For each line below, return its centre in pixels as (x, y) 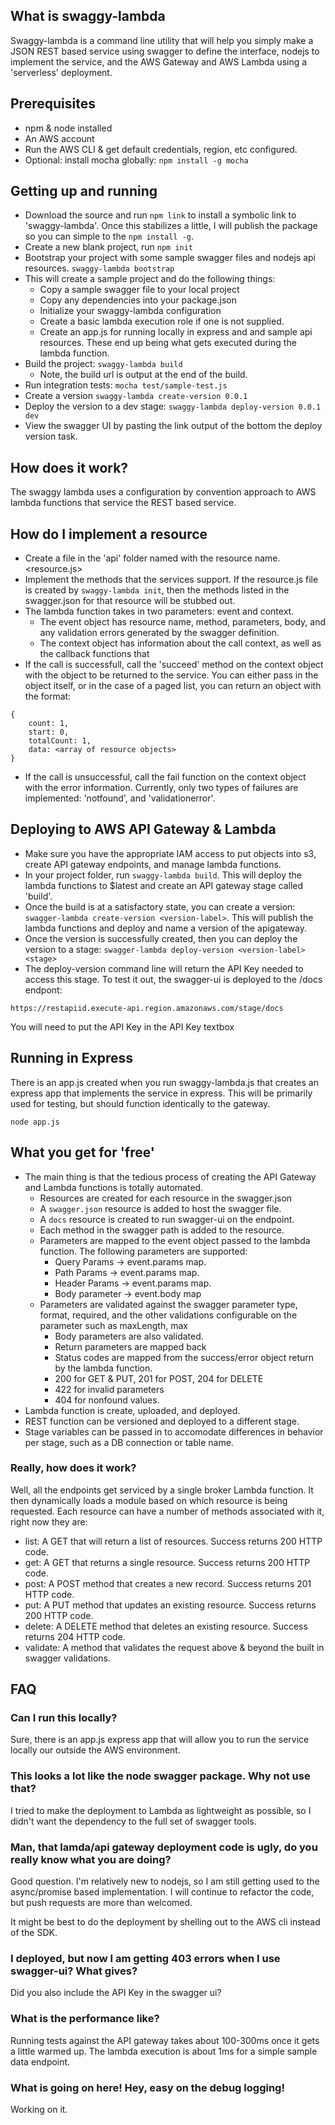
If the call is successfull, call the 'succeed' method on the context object (174, 665)
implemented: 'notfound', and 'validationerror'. (120, 798)
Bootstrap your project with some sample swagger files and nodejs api (170, 258)
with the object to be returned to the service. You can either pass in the (171, 675)
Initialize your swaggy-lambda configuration (130, 311)
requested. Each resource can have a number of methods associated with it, (167, 1511)
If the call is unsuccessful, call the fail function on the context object (165, 777)
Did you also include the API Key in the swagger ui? (116, 1993)
